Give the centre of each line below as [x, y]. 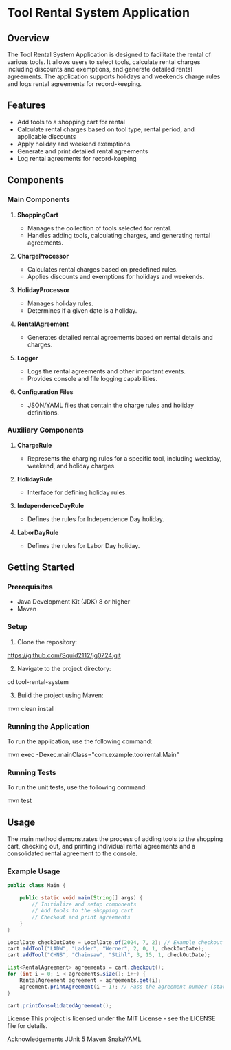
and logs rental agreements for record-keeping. [75, 84]
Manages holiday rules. [60, 303]
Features [26, 106]
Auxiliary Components [45, 430]
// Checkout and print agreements [81, 917]
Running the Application [48, 726]
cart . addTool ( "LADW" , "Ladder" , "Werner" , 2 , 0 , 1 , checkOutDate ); [106, 949]
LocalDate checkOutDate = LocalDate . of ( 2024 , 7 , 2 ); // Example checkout [115, 942]
